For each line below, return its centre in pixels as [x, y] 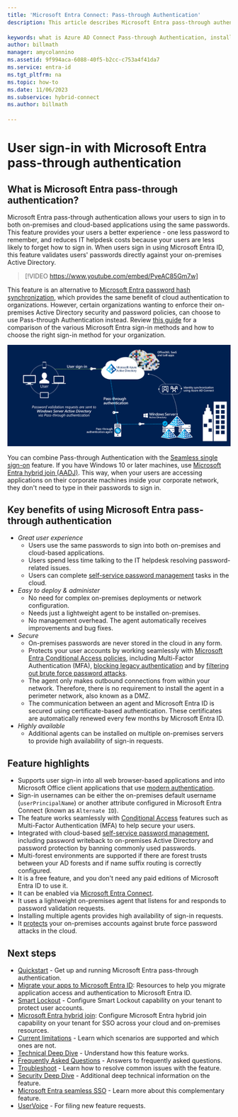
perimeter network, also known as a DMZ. [89, 696]
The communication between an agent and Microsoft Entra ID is [121, 703]
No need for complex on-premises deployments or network [115, 598]
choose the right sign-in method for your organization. [87, 335]
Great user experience [50, 538]
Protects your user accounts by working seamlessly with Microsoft [125, 651]
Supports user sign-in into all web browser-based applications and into [121, 781]
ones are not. [37, 1045]
